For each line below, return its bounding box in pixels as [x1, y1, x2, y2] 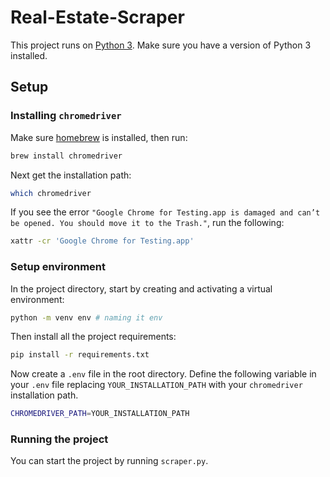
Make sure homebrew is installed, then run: [10, 131, 188, 143]
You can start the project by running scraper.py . [10, 455, 209, 467]
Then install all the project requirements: [10, 331, 177, 343]
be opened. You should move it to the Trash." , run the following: [10, 217, 285, 229]
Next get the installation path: [10, 169, 132, 181]
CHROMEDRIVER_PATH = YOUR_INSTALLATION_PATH [10, 409, 190, 419]
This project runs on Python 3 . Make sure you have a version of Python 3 [10, 39, 312, 51]
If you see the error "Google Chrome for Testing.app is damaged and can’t [10, 206, 321, 218]
